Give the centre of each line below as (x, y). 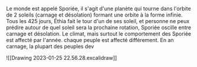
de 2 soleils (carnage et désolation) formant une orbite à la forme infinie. (94, 15)
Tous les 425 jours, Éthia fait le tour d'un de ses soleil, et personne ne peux (98, 21)
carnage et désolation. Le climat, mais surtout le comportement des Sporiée (99, 34)
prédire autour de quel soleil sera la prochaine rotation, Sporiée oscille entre (98, 27)
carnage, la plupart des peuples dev (50, 46)
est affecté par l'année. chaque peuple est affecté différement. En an (90, 40)
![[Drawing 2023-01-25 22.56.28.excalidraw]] (62, 58)
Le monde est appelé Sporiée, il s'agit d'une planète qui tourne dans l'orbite (98, 9)
